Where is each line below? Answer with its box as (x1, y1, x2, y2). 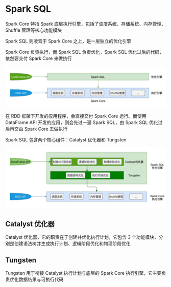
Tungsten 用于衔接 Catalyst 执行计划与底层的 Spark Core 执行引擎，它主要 (5, 270, 162, 276)
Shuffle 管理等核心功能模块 (5, 27, 62, 33)
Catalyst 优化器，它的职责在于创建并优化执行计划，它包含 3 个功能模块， (5, 234, 159, 240)
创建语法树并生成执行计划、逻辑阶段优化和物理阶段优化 (14, 240, 131, 247)
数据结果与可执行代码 (18, 276, 64, 282)
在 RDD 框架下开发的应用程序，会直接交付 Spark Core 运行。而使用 (5, 113, 146, 119)
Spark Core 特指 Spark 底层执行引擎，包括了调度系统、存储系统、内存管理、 (5, 20, 166, 27)
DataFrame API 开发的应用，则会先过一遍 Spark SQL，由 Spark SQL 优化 (5, 119, 158, 126)
